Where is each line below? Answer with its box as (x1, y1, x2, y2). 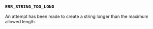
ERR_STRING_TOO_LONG (5, 4, 55, 9)
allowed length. (5, 19, 36, 25)
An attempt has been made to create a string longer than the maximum (5, 14, 149, 19)
